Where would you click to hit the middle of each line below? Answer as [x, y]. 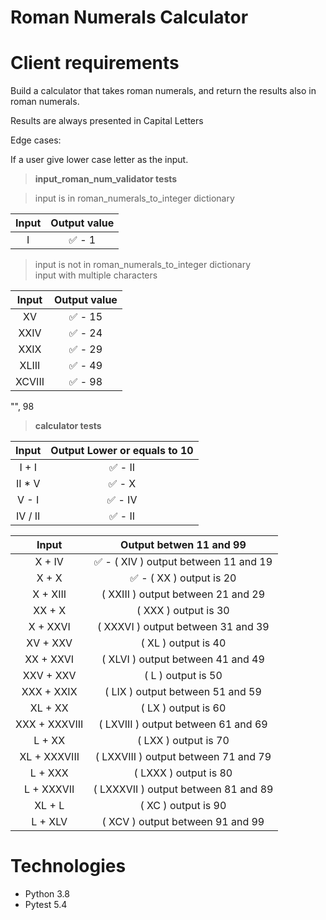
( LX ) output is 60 [183, 708]
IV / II [28, 516]
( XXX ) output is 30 [183, 611]
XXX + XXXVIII [49, 724]
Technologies [68, 866]
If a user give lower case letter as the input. [99, 160]
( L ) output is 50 [183, 676]
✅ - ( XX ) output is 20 [183, 578]
